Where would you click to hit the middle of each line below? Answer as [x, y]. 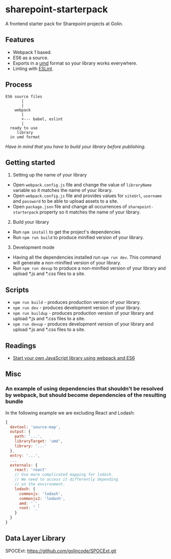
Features [20, 40]
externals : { [24, 465]
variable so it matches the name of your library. [63, 190]
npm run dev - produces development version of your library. [77, 308]
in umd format [25, 137]
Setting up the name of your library [50, 175]
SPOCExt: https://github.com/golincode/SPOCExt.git [61, 551]
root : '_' [29, 508]
